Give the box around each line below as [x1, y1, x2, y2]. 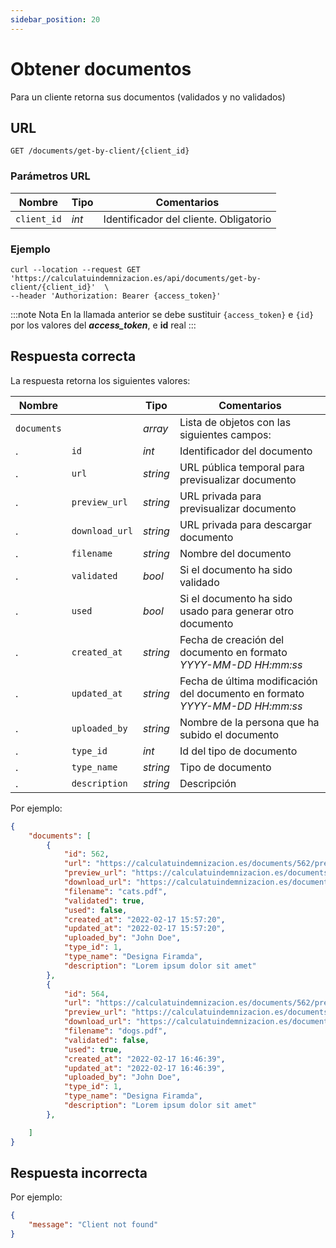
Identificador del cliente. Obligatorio [103, 212, 272, 226]
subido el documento [179, 727, 280, 741]
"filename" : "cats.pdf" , [63, 886, 168, 896]
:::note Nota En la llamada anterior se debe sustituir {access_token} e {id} [10, 308, 315, 320]
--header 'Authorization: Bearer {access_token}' [10, 291, 222, 301]
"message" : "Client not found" [28, 1220, 159, 1230]
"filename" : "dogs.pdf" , [63, 1026, 168, 1036]
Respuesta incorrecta [10, 1164, 148, 1181]
